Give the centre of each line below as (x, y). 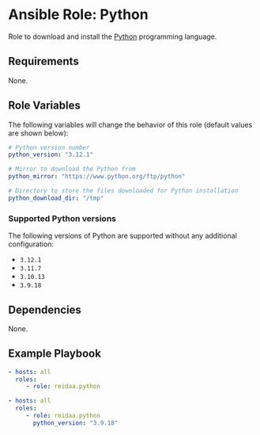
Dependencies (45, 309)
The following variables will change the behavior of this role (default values (130, 124)
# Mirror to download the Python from (72, 169)
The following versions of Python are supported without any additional (122, 236)
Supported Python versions (62, 218)
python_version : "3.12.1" (51, 155)
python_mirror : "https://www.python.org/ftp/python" (97, 177)
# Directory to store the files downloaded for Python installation (123, 191)
